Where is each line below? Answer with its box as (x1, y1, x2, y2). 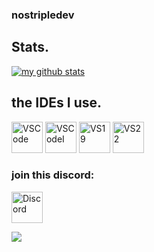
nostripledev (11, 8, 75, 22)
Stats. (11, 39, 50, 56)
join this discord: (11, 168, 95, 182)
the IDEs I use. (11, 94, 103, 112)
